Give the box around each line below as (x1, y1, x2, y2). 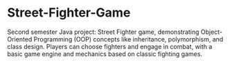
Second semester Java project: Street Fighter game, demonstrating (7, 28, 200, 36)
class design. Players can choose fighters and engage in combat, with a (7, 42, 213, 50)
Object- (200, 28, 223, 36)
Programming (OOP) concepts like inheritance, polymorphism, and (33, 35, 224, 43)
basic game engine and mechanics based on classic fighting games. (7, 50, 203, 58)
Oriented (7, 35, 33, 43)
